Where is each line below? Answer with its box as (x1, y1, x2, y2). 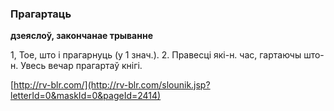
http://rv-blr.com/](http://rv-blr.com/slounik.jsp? (13, 79, 211, 91)
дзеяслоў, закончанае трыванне (10, 30, 153, 42)
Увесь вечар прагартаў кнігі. (20, 60, 143, 72)
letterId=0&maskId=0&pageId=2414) (10, 90, 162, 102)
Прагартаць (10, 7, 72, 21)
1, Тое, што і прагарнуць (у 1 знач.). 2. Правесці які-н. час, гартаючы (10, 49, 302, 61)
